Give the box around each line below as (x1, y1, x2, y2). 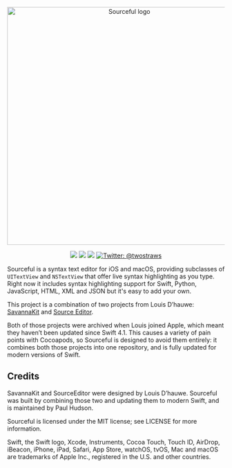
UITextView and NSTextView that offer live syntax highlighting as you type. (7, 272, 215, 280)
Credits (7, 370, 40, 382)
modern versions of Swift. (7, 350, 81, 359)
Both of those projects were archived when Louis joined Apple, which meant (7, 321, 224, 329)
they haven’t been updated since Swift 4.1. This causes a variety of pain (7, 329, 211, 336)
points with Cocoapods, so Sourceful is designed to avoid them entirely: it (7, 336, 217, 344)
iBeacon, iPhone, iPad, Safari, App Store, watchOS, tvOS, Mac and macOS (7, 445, 219, 453)
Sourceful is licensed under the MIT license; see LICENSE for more (7, 417, 197, 425)
